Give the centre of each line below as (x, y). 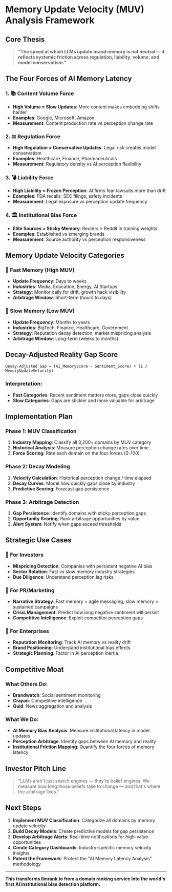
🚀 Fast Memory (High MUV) (40, 270)
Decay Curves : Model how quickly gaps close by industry (74, 483)
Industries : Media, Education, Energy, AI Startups (65, 287)
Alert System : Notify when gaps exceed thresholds (67, 524)
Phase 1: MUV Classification (41, 431)
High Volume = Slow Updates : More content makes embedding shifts (86, 107)
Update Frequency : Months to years (51, 322)
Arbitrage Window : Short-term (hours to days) (62, 298)
